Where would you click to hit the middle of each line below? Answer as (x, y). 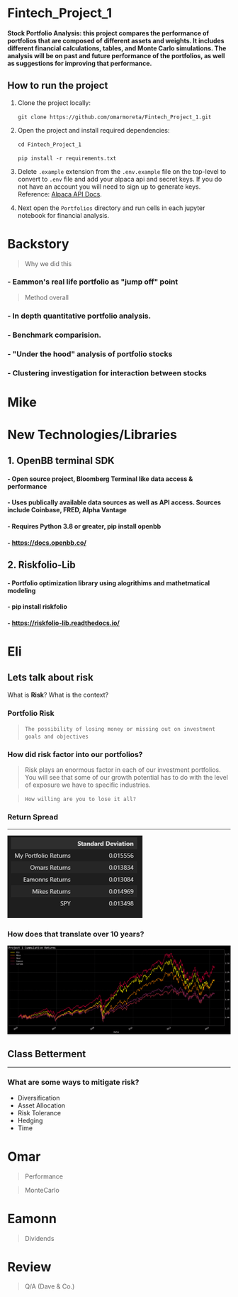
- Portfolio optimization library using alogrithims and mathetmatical (109, 583)
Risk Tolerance (39, 1113)
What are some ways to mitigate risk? (73, 1082)
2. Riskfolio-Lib (41, 565)
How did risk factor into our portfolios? (75, 755)
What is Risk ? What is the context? (58, 695)
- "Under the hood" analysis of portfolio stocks (90, 354)
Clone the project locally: (54, 103)
